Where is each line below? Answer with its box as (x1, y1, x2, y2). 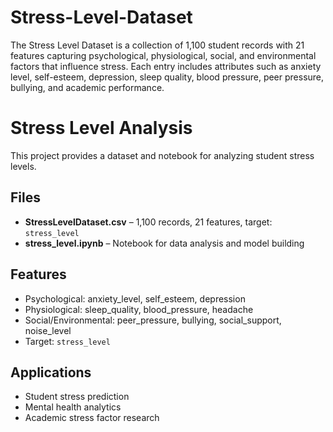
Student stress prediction (24, 391, 130, 403)
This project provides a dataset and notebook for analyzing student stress (10, 149, 315, 161)
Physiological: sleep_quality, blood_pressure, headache (24, 303, 254, 315)
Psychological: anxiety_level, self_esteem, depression (24, 292, 246, 305)
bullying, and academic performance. (10, 81, 165, 93)
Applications (10, 364, 92, 381)
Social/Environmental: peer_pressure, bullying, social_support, (24, 314, 282, 326)
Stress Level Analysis (10, 117, 193, 140)
